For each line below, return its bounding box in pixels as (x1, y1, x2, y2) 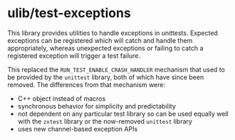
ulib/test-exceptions (7, 5, 132, 21)
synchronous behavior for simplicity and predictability (17, 101, 177, 110)
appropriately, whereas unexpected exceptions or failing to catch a (7, 44, 204, 52)
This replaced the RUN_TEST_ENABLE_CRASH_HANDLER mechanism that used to (7, 65, 226, 74)
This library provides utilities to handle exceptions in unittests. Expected (7, 29, 219, 37)
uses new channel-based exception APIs (17, 124, 138, 133)
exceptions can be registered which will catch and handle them (7, 36, 193, 44)
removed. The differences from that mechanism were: (7, 80, 166, 89)
